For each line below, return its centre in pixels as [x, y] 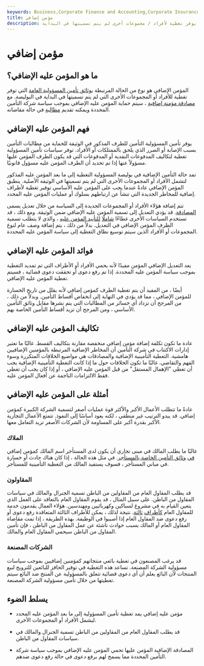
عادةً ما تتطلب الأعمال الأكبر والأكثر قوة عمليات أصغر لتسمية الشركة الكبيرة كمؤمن [100, 409]
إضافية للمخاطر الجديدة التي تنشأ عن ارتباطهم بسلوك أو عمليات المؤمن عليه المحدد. [101, 194]
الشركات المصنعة [30, 548]
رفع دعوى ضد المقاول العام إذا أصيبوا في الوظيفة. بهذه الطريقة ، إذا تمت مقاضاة [97, 519]
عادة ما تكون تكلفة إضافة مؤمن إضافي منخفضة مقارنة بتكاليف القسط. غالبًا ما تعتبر [100, 343]
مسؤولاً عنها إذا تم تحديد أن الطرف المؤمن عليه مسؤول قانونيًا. [77, 163]
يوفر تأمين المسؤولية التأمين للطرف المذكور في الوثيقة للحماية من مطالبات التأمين [100, 143]
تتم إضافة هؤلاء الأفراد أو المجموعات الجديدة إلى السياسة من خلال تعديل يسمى [95, 206]
